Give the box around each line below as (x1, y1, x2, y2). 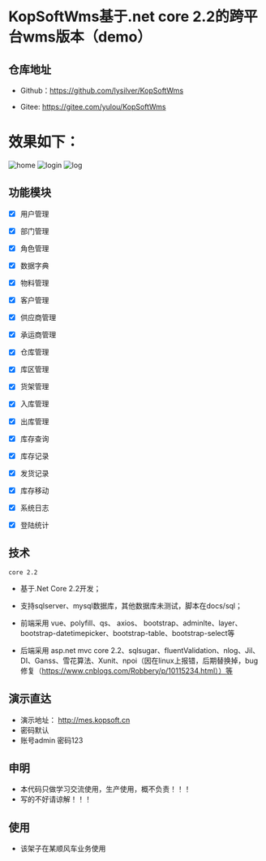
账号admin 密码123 (19, 735, 84, 745)
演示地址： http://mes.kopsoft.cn (19, 715, 131, 725)
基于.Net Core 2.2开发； (19, 583, 101, 593)
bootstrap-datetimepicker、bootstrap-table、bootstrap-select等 (19, 628, 235, 638)
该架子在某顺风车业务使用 (19, 844, 106, 854)
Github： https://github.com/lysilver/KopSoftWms (19, 86, 184, 95)
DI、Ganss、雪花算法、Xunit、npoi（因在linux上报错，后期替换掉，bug (19, 655, 259, 665)
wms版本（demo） (23, 28, 152, 46)
